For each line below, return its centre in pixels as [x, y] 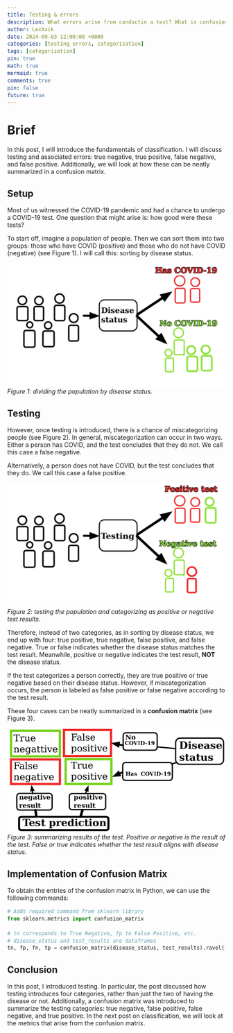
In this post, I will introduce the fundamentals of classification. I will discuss [115, 150]
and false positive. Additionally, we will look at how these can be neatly [109, 164]
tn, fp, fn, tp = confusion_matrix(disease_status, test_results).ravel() [118, 948]
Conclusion [33, 970]
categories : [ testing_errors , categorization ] [76, 44]
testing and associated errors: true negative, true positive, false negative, [112, 157]
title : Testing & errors [43, 15]
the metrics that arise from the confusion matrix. [76, 1023]
